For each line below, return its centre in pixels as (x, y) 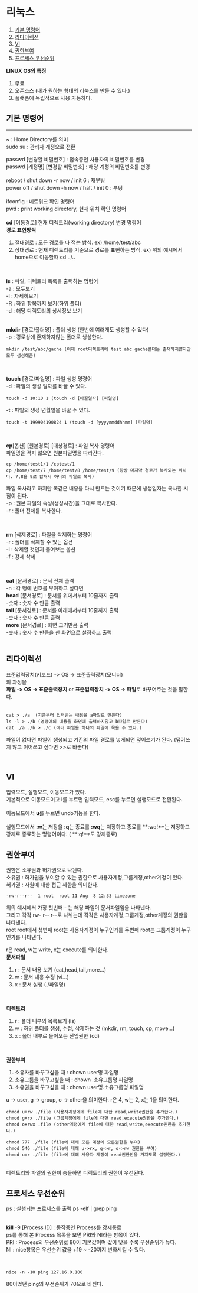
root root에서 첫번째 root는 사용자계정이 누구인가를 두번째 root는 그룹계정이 (93, 930)
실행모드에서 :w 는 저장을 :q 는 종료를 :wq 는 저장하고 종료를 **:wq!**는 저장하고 (98, 827)
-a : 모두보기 (21, 288)
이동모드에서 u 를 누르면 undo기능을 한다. (53, 813)
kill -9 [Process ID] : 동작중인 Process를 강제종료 (64, 1227)
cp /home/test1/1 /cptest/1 (41, 464)
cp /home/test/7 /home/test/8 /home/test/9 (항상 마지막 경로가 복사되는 (91, 470)
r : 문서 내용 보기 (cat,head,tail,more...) (60, 970)
